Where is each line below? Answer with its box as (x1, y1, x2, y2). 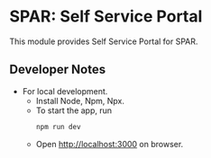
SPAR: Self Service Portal (9, 6, 203, 27)
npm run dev (35, 122, 81, 131)
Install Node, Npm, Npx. (35, 95, 124, 106)
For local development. (22, 85, 108, 96)
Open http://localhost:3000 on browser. (35, 138, 184, 149)
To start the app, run (35, 105, 113, 116)
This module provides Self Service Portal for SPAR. (9, 36, 198, 47)
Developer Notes (9, 62, 106, 77)
